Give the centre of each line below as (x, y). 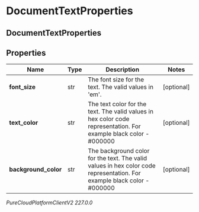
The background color (119, 151)
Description (123, 69)
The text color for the (117, 104)
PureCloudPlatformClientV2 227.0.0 (49, 202)
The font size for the (116, 80)
